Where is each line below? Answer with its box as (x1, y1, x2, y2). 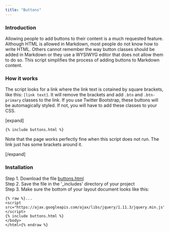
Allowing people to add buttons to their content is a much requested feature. (5, 35, 163, 41)
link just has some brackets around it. (5, 142, 83, 148)
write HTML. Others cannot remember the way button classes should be (5, 46, 155, 52)
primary (5, 98, 22, 103)
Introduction (5, 24, 36, 31)
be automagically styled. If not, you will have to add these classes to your (5, 102, 157, 108)
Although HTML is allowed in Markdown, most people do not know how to (5, 41, 158, 47)
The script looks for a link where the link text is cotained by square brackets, (5, 86, 163, 92)
